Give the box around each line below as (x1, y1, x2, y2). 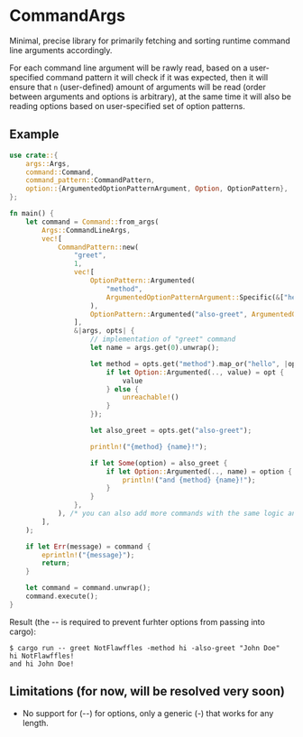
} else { (106, 384, 140, 393)
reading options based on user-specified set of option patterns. (9, 100, 245, 111)
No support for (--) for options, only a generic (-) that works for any (22, 707, 274, 718)
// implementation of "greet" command (89, 335, 236, 344)
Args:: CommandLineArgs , (41, 226, 131, 235)
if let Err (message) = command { (25, 542, 151, 551)
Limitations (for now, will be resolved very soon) (9, 684, 286, 699)
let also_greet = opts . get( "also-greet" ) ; (89, 426, 252, 435)
